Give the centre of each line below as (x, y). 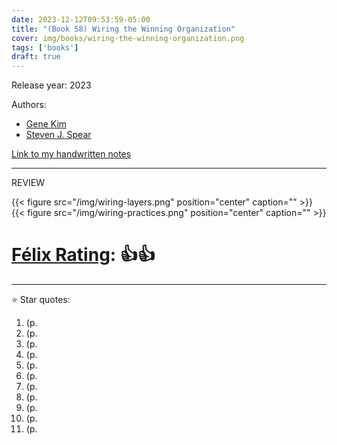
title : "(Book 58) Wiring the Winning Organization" (123, 29)
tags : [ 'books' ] (45, 47)
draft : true (36, 57)
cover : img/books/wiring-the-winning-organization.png (128, 38)
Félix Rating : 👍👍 (83, 255)
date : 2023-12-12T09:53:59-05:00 (81, 19)
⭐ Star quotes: (41, 300)
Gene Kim (46, 124)
